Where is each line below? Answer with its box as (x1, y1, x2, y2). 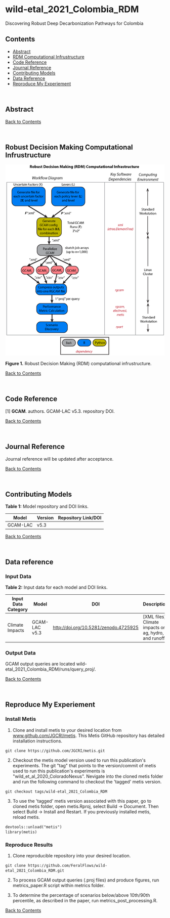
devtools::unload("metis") (5, 824, 62, 829)
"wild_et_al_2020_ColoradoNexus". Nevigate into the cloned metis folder (12, 773, 163, 779)
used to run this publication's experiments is (12, 768, 105, 774)
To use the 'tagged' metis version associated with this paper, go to (12, 798, 152, 804)
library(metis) (5, 829, 37, 835)
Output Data (5, 649, 36, 656)
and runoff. (143, 635, 166, 641)
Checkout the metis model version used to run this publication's (12, 757, 146, 763)
